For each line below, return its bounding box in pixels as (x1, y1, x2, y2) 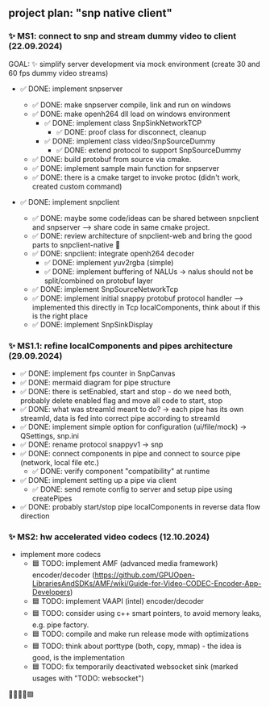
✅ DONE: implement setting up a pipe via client (19, 475, 177, 485)
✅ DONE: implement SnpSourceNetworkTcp (31, 284, 179, 293)
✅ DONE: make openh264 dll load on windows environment (31, 109, 231, 119)
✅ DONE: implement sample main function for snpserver (31, 163, 220, 173)
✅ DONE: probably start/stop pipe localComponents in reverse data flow (19, 501, 260, 511)
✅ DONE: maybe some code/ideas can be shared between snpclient (31, 213, 260, 222)
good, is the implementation (31, 653, 125, 663)
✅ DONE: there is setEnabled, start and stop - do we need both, (19, 386, 232, 396)
